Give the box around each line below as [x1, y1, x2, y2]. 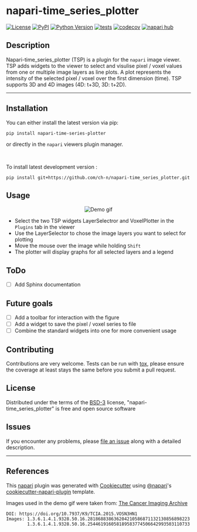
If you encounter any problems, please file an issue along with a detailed [6, 438, 181, 445]
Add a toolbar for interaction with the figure [14, 314, 120, 321]
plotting [14, 236, 33, 243]
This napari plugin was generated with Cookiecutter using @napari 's [6, 482, 172, 489]
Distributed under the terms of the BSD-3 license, [6, 398, 126, 405]
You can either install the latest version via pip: [6, 119, 119, 126]
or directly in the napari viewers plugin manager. [6, 141, 124, 148]
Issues [6, 422, 31, 432]
